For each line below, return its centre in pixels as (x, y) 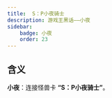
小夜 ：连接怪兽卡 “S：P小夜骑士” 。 (58, 87)
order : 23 (34, 40)
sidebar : (20, 26)
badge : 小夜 (36, 33)
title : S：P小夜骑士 (36, 14)
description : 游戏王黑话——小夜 (49, 20)
